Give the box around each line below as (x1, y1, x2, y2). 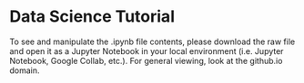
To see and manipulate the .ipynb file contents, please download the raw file (9, 36, 296, 47)
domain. (9, 65, 40, 76)
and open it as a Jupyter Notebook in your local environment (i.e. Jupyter (9, 45, 284, 56)
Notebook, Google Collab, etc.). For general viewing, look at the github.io (9, 55, 283, 66)
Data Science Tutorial (9, 6, 176, 27)
